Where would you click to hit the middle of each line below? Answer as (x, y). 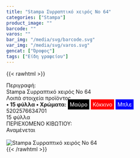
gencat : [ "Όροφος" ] (31, 51)
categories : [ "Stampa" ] (36, 17)
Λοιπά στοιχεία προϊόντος (39, 98)
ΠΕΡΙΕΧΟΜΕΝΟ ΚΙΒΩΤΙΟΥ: (39, 123)
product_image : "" (29, 23)
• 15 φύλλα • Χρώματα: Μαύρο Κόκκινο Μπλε (69, 104)
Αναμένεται (21, 130)
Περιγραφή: (21, 85)
